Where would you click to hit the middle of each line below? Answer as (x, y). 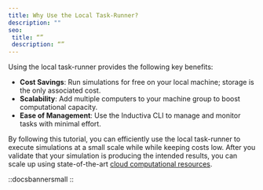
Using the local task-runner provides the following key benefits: (111, 67)
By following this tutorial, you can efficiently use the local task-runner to (124, 139)
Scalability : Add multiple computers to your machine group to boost (130, 99)
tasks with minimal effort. (60, 124)
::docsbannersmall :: (41, 179)
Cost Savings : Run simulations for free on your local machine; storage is (137, 82)
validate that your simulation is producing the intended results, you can (123, 156)
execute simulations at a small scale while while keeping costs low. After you (132, 148)
